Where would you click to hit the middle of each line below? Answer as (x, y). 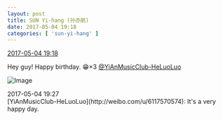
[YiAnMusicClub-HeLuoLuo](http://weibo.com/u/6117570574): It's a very (111, 102)
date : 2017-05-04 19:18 (42, 27)
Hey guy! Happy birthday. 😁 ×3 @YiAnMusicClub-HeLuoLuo (94, 67)
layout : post (26, 14)
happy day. (23, 109)
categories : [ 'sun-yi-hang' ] (53, 33)
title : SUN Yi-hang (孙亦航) (48, 20)
